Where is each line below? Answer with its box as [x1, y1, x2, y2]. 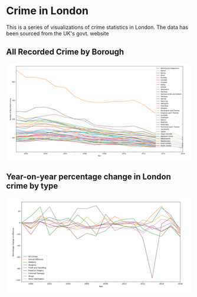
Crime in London [6, 4, 89, 18]
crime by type [6, 181, 58, 191]
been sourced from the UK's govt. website [6, 29, 109, 37]
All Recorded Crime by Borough [6, 47, 124, 57]
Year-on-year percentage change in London [6, 172, 171, 182]
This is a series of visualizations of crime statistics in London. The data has [6, 24, 189, 31]
